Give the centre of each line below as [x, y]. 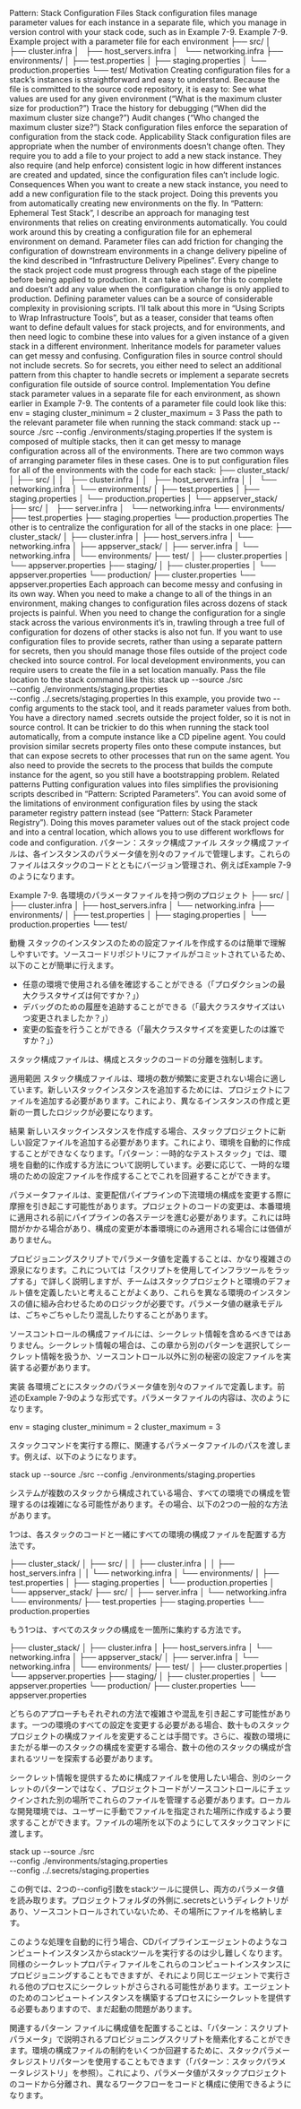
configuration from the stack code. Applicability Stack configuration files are [150, 137]
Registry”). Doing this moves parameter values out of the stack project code [150, 822]
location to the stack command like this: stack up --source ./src [126, 679]
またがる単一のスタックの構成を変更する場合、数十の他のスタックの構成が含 [150, 1747]
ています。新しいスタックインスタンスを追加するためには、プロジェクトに [146, 1089]
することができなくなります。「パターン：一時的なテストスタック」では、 [144, 1154]
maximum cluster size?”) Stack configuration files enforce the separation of [149, 127]
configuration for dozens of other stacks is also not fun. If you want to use [146, 632]
